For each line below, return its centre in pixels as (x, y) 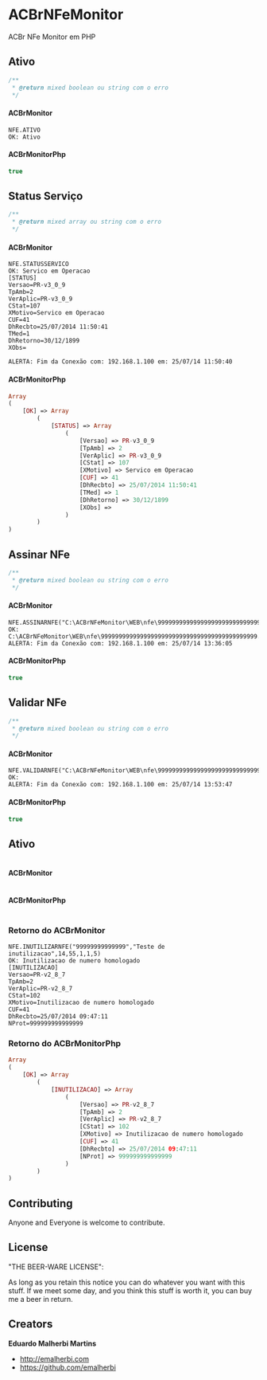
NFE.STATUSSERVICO (39, 265)
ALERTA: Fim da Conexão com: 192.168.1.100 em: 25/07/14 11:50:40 (120, 362)
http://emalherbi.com (54, 1358)
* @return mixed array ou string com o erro (86, 222)
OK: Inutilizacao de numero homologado (74, 961)
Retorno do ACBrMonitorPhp (65, 1043)
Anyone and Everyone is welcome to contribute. (87, 1223)
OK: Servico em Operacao (49, 271)
